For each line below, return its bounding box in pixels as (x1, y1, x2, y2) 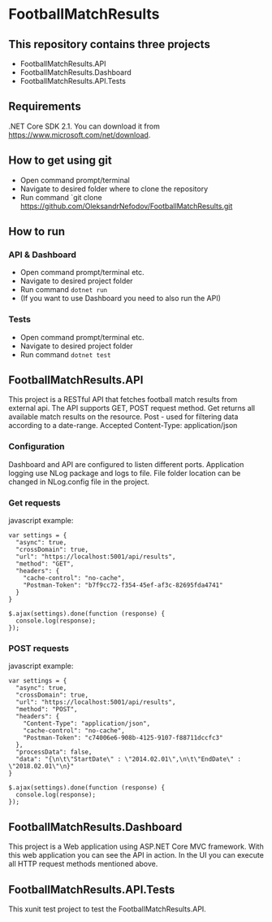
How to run (8, 225, 66, 238)
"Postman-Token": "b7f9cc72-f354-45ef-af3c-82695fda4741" (23, 581, 223, 590)
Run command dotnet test (19, 349, 111, 359)
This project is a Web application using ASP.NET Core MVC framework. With (8, 841, 264, 851)
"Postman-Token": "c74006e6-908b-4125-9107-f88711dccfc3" (23, 734, 223, 742)
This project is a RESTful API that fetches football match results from (8, 395, 238, 404)
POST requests (8, 642, 70, 653)
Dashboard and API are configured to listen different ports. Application (8, 459, 244, 469)
